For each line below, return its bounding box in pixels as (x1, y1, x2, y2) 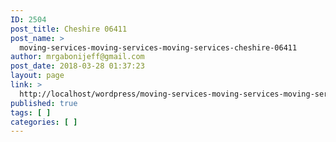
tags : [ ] (10, 107, 52, 118)
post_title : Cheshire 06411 (10, 24, 128, 34)
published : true (10, 98, 78, 108)
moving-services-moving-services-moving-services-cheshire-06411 (19, 42, 298, 53)
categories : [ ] (10, 117, 78, 127)
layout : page (10, 71, 65, 81)
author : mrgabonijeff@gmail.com (10, 52, 145, 62)
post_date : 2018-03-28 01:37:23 (10, 61, 145, 71)
